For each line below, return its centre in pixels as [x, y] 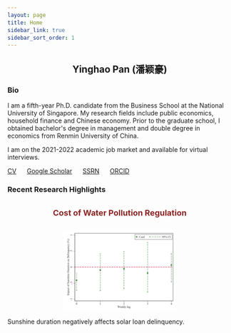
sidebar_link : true [36, 30]
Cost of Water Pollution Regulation [119, 213]
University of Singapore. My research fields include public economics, [111, 113]
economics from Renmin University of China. [73, 135]
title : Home [25, 22]
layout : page [27, 15]
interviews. [24, 157]
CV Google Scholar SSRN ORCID [68, 170]
